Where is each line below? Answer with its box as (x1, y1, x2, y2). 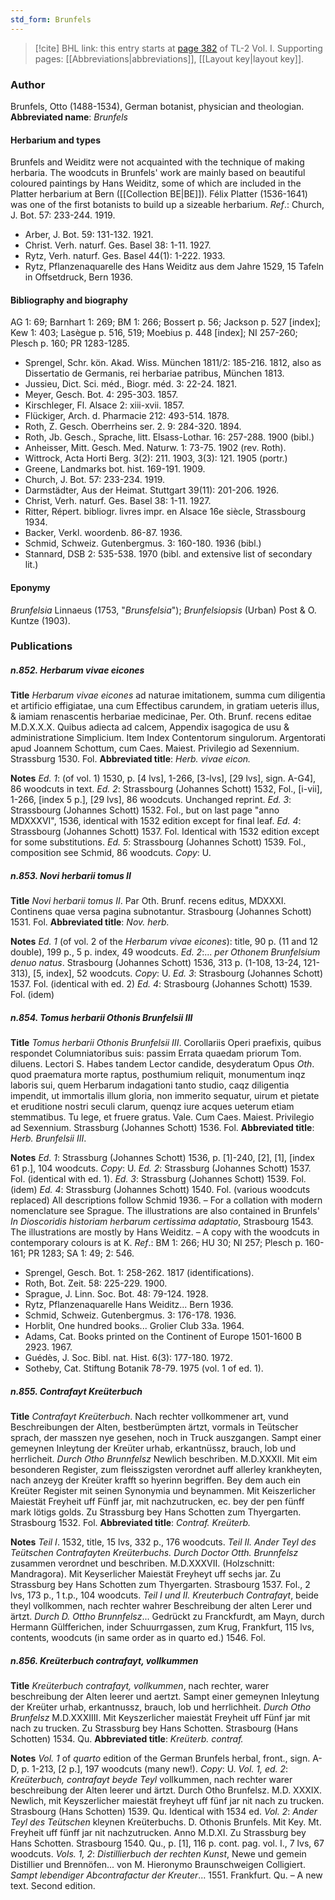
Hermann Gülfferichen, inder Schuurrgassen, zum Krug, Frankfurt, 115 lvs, (10, 1621, 315, 1633)
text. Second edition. (10, 1880, 96, 1892)
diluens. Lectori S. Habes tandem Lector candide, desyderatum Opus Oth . (10, 1058, 315, 1070)
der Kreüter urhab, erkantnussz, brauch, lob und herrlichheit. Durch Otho (10, 1701, 312, 1713)
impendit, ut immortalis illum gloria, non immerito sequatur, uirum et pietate (10, 1090, 320, 1102)
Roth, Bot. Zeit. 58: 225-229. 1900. (24, 1277, 168, 1290)
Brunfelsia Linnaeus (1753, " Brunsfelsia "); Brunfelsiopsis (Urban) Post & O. (10, 604, 317, 616)
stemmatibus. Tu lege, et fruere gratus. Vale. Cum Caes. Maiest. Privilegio (10, 1111, 315, 1123)
